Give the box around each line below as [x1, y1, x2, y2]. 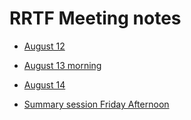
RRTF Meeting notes [9, 7, 182, 30]
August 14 [23, 78, 66, 91]
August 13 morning [23, 59, 102, 71]
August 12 [23, 40, 66, 52]
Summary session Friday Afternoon [23, 98, 170, 110]
